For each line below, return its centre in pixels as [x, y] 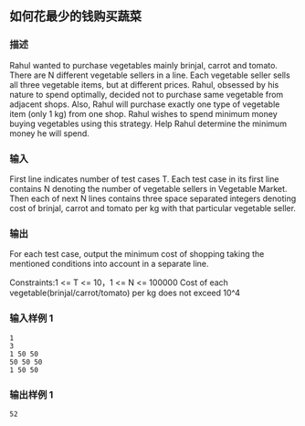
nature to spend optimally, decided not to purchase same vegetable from [147, 94]
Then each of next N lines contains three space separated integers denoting [153, 198]
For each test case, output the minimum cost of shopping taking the [137, 254]
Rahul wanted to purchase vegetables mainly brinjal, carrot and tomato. [144, 65]
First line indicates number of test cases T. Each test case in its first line [144, 179]
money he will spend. [49, 133]
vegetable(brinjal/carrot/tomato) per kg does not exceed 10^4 [125, 293]
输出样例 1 [32, 394]
